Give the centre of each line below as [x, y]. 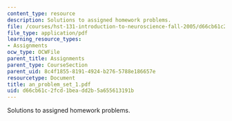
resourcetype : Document [41, 78]
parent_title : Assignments [46, 59]
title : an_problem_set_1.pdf [49, 84]
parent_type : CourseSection [48, 65]
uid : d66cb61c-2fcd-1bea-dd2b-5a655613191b [71, 91]
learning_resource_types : [44, 39]
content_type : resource [41, 13]
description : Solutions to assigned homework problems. [89, 20]
